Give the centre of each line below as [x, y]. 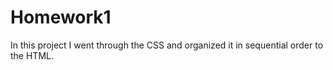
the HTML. [32, 55]
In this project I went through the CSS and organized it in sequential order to [167, 45]
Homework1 [61, 17]
